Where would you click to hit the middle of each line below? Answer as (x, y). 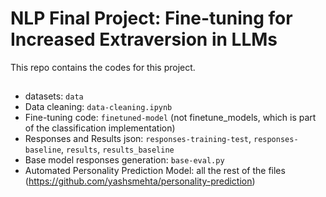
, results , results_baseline (118, 149)
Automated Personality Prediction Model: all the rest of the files (155, 171)
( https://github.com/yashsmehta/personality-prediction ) (140, 181)
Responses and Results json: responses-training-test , (138, 139)
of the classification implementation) (100, 128)
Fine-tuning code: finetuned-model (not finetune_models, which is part (170, 118)
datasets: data (54, 96)
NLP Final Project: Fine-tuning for (151, 18)
